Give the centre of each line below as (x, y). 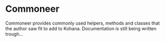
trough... (14, 34)
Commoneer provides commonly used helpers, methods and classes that (82, 23)
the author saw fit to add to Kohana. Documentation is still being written (81, 28)
